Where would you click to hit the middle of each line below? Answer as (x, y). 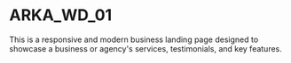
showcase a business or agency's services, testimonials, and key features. (145, 48)
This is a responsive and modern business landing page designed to (134, 39)
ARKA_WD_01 (61, 15)
